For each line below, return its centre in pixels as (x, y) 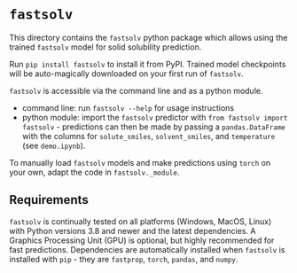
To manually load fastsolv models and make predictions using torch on (140, 162)
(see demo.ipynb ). (54, 145)
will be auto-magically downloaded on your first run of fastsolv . (126, 74)
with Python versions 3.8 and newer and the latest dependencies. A (133, 230)
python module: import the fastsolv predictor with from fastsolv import (155, 117)
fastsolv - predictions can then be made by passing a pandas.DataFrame (153, 127)
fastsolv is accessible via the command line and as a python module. (136, 90)
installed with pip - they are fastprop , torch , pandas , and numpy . (124, 259)
